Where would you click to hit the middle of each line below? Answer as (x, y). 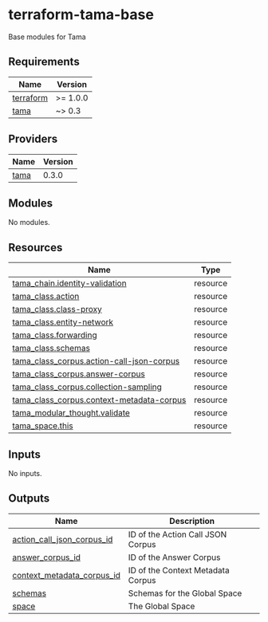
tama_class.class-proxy (57, 309)
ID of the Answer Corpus (174, 557)
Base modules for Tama (47, 37)
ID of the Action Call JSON (177, 534)
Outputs (29, 499)
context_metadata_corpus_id (67, 575)
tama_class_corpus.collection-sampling (87, 387)
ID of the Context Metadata (179, 570)
